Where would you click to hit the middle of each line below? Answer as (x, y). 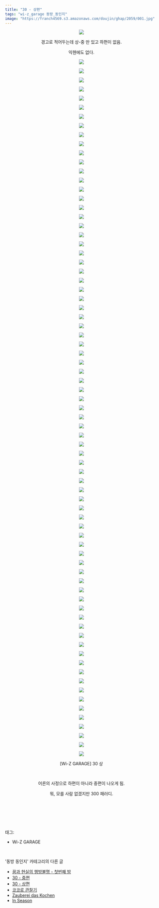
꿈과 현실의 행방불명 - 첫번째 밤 (41, 872)
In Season (22, 901)
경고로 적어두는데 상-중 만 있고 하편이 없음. (81, 42)
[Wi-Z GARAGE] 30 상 (81, 764)
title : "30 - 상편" (24, 9)
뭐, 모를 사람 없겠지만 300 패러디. (81, 794)
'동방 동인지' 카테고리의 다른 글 (34, 861)
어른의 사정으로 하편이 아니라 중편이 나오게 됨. (81, 783)
